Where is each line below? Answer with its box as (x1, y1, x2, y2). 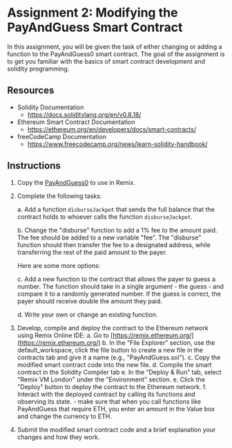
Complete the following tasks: (17, 192, 102, 200)
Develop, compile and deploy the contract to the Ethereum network (17, 323, 209, 332)
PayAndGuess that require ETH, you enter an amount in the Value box (17, 404, 215, 413)
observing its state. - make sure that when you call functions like (17, 397, 202, 406)
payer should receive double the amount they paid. (17, 296, 162, 305)
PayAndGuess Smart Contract (7, 19, 183, 35)
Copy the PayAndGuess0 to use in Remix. (17, 178, 136, 186)
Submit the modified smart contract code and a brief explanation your (17, 425, 216, 433)
